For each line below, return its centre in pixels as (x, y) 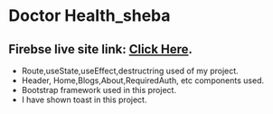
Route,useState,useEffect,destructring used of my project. (130, 71)
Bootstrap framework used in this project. (99, 90)
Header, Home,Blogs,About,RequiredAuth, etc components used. (143, 81)
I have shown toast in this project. (84, 100)
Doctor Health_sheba (89, 16)
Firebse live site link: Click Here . (101, 49)
